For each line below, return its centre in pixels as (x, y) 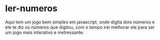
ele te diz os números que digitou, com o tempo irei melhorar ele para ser (80, 27)
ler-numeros (31, 9)
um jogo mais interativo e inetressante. (45, 32)
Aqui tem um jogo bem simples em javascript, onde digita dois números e (80, 22)
